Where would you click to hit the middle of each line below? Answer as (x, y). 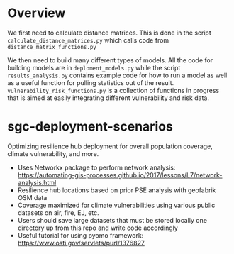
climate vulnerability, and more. (53, 153)
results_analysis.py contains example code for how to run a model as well (117, 75)
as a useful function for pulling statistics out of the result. (91, 82)
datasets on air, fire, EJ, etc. (58, 212)
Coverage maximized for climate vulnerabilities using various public (116, 205)
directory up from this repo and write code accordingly (98, 228)
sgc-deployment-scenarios (90, 127)
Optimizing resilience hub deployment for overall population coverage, (110, 146)
